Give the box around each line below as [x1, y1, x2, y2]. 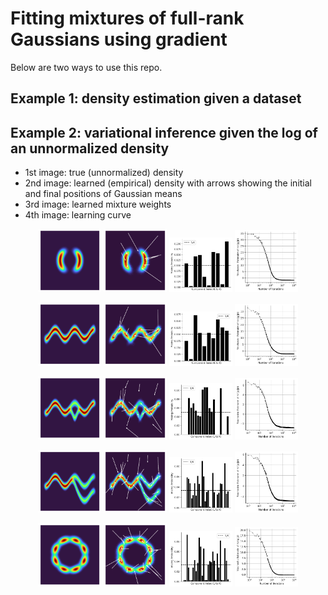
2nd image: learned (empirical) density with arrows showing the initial [24, 177, 312, 189]
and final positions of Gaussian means [24, 188, 183, 200]
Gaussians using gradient [10, 28, 228, 51]
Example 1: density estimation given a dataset [10, 90, 302, 107]
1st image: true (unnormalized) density [24, 167, 184, 179]
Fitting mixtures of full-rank [10, 7, 245, 30]
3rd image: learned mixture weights [24, 198, 172, 211]
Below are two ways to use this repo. [10, 61, 163, 73]
